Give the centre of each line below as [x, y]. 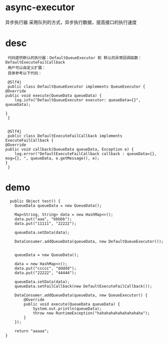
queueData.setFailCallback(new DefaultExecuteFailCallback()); [83, 286]
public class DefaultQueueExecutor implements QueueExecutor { [76, 87]
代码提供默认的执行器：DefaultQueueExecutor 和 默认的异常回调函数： [75, 58]
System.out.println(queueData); [67, 309]
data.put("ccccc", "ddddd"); [46, 268]
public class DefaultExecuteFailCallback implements [65, 136]
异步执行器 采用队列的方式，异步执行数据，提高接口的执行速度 [71, 22]
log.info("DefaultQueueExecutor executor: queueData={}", [78, 100]
